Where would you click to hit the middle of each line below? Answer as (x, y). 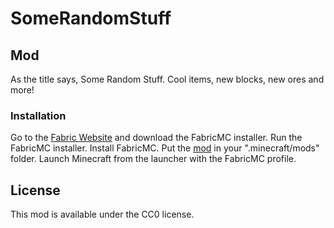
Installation (38, 115)
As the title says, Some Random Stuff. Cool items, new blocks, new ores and (167, 79)
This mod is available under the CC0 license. (102, 214)
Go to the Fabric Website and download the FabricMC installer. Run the (156, 138)
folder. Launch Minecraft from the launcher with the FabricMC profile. (153, 159)
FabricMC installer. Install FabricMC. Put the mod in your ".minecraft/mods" (165, 148)
